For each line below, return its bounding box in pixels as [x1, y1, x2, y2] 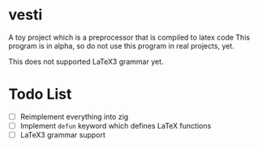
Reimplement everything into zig [19, 112, 129, 121]
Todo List [8, 85, 72, 104]
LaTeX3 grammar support [19, 130, 105, 139]
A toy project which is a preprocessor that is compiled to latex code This [8, 32, 250, 42]
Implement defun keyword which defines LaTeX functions [19, 121, 212, 130]
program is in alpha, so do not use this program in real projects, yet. [8, 40, 235, 50]
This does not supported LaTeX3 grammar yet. [8, 57, 164, 66]
